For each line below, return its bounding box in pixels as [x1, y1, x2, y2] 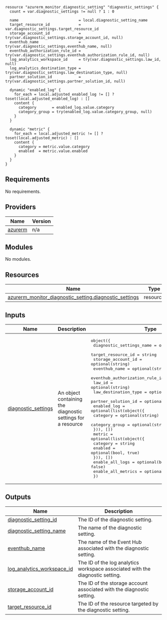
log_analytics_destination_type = [9, 66, 81, 71]
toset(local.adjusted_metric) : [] [5, 136, 79, 141]
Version [32, 217, 51, 224]
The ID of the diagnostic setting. [78, 516, 153, 523]
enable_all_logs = [93, 460, 135, 465]
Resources [5, 271, 39, 279]
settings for [58, 414, 84, 421]
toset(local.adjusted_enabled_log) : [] [5, 96, 90, 101]
